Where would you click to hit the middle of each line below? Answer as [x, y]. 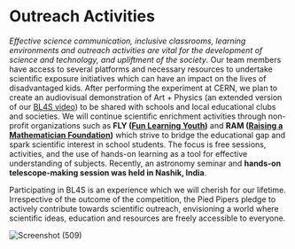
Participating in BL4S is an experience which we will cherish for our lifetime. [147, 190]
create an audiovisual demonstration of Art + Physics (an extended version [146, 97]
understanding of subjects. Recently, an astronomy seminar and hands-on [145, 163]
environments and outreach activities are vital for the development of [136, 50]
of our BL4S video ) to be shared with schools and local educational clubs [143, 106]
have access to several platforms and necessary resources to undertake [141, 69]
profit [19, 125]
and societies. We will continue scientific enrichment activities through [138, 116]
